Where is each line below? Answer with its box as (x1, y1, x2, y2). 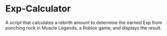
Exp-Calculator (5, 3, 71, 14)
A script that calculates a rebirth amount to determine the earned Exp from (5, 19, 162, 25)
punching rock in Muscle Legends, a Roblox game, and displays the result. (5, 24, 162, 30)
